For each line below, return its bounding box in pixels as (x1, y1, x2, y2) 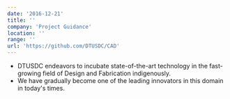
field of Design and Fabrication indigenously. (43, 69, 171, 77)
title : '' (7, 17, 36, 24)
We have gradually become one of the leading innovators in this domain (17, 77, 224, 84)
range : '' (7, 36, 36, 43)
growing (17, 69, 42, 77)
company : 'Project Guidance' (7, 23, 92, 30)
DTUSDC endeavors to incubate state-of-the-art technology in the (17, 62, 208, 70)
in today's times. (17, 84, 65, 92)
